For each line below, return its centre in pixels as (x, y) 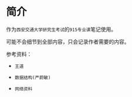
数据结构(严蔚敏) (33, 77)
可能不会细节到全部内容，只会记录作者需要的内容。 (68, 41)
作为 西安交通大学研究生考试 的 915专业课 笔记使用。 (61, 29)
